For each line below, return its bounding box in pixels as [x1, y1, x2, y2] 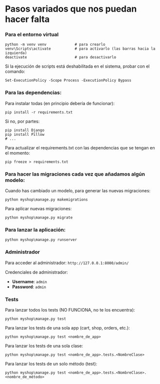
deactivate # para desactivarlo [5, 55, 117, 60]
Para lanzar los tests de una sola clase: [5, 343, 83, 348]
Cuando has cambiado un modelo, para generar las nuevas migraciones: [5, 188, 151, 194]
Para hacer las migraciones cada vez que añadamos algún [5, 170, 145, 177]
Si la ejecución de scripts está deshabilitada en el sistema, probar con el [5, 63, 150, 69]
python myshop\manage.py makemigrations [5, 197, 89, 202]
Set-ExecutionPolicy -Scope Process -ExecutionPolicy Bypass [5, 78, 132, 83]
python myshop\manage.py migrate [5, 215, 73, 220]
